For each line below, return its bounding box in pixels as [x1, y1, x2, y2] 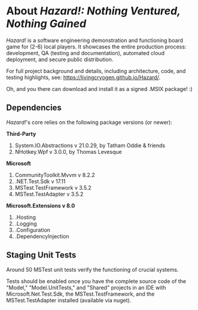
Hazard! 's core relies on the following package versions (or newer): [6, 118, 172, 126]
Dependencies [6, 103, 62, 113]
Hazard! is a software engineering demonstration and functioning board [6, 37, 184, 44]
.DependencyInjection [14, 232, 69, 240]
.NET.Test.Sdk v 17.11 [14, 178, 66, 185]
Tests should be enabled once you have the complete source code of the [6, 277, 187, 285]
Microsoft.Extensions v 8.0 [6, 202, 75, 209]
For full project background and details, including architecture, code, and [6, 67, 186, 74]
